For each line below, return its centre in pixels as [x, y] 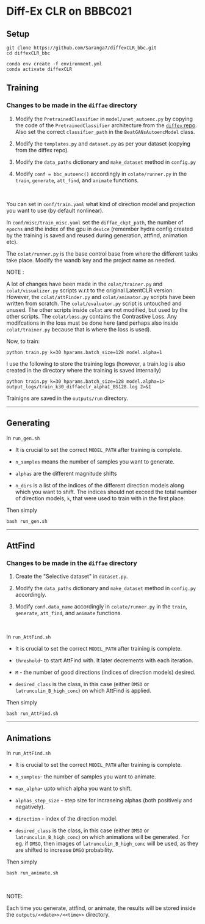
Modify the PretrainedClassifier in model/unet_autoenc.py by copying [104, 119]
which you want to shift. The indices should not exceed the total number [106, 492]
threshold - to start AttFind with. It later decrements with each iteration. [104, 660]
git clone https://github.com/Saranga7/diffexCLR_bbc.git [81, 48]
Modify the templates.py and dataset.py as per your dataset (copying [103, 143]
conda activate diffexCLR [39, 69]
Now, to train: [23, 341]
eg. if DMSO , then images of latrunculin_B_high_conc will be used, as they [106, 843]
